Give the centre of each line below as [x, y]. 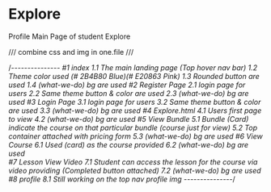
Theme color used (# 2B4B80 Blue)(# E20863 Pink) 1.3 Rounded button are [134, 76]
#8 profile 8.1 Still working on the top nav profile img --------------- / [122, 179]
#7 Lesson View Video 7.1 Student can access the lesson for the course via [133, 161]
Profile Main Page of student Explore [70, 36]
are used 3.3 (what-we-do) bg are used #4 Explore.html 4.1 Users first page [135, 111]
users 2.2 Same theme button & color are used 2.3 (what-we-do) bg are [129, 93]
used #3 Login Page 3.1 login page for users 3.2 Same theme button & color [135, 102]
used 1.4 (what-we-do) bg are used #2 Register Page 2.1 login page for [127, 85]
